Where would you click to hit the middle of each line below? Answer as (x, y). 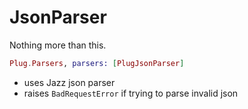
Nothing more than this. (58, 45)
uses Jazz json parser (69, 82)
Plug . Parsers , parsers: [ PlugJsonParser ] (97, 63)
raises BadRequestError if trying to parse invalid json (131, 93)
